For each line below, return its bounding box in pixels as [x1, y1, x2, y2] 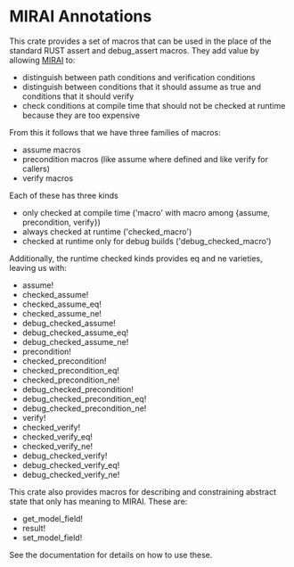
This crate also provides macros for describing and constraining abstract [9, 486, 277, 497]
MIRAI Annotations [9, 6, 152, 27]
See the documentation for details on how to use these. [9, 549, 213, 560]
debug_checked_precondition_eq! [21, 393, 147, 404]
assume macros [21, 144, 82, 155]
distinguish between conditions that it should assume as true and [21, 81, 261, 92]
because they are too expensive [21, 110, 141, 120]
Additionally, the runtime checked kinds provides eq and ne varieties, [9, 252, 263, 264]
